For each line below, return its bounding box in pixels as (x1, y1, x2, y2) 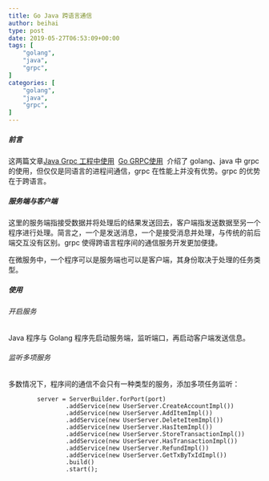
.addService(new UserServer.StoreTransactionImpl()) (65, 430, 246, 438)
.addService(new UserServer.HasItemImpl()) (65, 422, 214, 431)
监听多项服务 (8, 353, 50, 362)
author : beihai (8, 19, 59, 27)
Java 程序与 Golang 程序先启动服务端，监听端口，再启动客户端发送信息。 (8, 333, 251, 342)
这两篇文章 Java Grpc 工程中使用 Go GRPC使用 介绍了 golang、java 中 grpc (8, 156, 260, 165)
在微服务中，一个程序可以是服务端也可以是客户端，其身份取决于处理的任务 (8, 254, 254, 265)
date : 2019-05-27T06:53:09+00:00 (8, 34, 120, 42)
